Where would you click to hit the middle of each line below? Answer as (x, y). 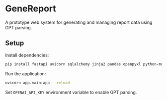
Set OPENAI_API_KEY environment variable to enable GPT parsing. (71, 92)
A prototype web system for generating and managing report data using (79, 22)
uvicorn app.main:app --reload (38, 83)
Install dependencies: (27, 55)
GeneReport (31, 9)
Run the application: (26, 74)
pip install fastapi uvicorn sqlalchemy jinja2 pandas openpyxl (73, 64)
